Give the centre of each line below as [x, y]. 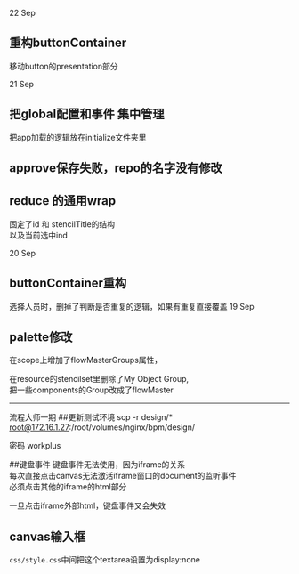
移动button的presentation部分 [64, 66]
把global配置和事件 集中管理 [87, 114]
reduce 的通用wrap [63, 201]
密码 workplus [35, 446]
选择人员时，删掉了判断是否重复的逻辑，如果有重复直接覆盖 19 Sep [132, 306]
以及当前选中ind [39, 235]
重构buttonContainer [68, 43]
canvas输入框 [48, 536]
